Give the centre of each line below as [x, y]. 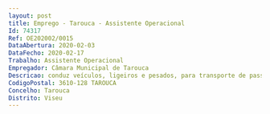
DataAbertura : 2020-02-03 [51, 46]
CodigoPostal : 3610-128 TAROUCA [62, 83]
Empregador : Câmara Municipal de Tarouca [79, 68]
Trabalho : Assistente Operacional [66, 61]
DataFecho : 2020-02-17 [46, 53]
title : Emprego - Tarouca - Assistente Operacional [96, 23]
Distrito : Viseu [35, 98]
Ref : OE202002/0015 [41, 38]
